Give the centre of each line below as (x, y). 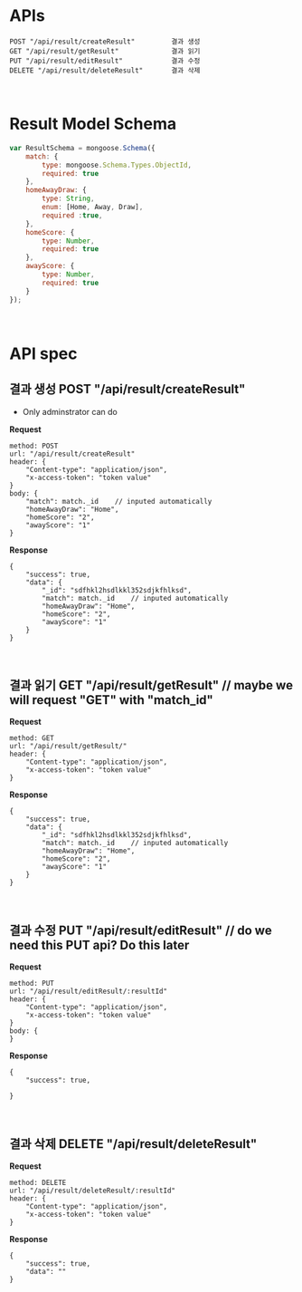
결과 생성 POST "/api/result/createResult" (127, 389)
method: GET (32, 738)
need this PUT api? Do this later (99, 945)
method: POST (34, 446)
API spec (44, 353)
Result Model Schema (93, 124)
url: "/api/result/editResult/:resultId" (89, 992)
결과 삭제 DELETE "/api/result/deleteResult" (133, 1144)
